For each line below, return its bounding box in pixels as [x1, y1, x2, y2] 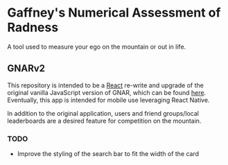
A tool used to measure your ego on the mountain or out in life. [7, 42, 186, 51]
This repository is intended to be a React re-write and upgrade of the [7, 81, 204, 89]
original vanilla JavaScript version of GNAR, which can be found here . [7, 88, 207, 96]
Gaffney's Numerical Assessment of [7, 5, 221, 21]
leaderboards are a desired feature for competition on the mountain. [7, 116, 202, 125]
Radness [7, 19, 59, 35]
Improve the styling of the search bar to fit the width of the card [17, 150, 200, 158]
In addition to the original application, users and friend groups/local [7, 109, 200, 117]
